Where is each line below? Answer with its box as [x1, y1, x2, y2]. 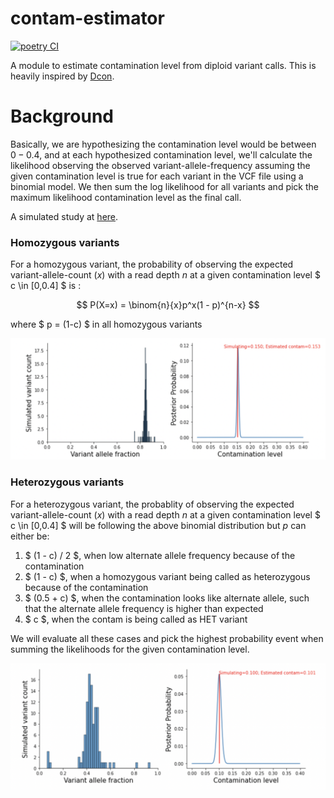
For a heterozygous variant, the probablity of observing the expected [10, 498, 295, 510]
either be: [10, 530, 50, 542]
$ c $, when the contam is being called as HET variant [24, 613, 248, 625]
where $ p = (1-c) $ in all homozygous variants [10, 318, 203, 331]
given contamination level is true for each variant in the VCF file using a [10, 170, 304, 182]
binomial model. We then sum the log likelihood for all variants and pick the [10, 180, 320, 192]
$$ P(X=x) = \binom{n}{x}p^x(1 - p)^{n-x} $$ [76, 299, 260, 311]
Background [10, 105, 114, 128]
